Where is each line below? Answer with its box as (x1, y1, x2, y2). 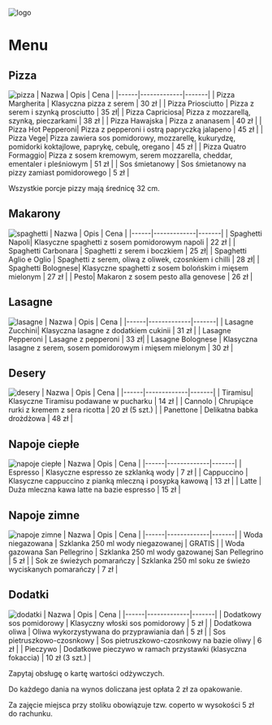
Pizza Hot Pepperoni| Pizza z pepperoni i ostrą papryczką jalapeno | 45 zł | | (8, 124, 264, 134)
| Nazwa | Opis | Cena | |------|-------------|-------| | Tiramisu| (41, 388, 253, 397)
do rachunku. (8, 708, 53, 718)
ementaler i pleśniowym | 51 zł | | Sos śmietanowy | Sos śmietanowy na (8, 159, 246, 168)
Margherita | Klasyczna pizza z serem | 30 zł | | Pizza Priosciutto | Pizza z (8, 98, 254, 108)
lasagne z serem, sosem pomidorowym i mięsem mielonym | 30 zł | (8, 342, 234, 353)
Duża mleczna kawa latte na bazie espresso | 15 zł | (8, 484, 181, 495)
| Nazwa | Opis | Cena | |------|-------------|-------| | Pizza (36, 90, 235, 99)
